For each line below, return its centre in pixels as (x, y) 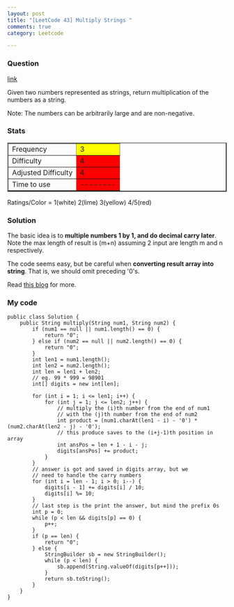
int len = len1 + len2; (67, 372)
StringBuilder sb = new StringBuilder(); (106, 555)
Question (23, 63)
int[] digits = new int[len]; (76, 384)
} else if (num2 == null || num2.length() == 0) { (107, 342)
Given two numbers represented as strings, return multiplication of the (108, 92)
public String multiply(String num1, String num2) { (98, 323)
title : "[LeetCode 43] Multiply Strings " (70, 20)
